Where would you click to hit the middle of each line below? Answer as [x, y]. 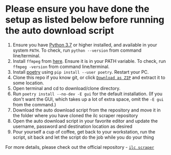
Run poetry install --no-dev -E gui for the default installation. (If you [88, 94]
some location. [28, 83]
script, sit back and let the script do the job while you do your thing [83, 137]
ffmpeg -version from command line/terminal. [61, 67]
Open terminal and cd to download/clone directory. [67, 88]
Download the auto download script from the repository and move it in [87, 110]
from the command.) [34, 104]
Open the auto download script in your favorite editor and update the [85, 121]
